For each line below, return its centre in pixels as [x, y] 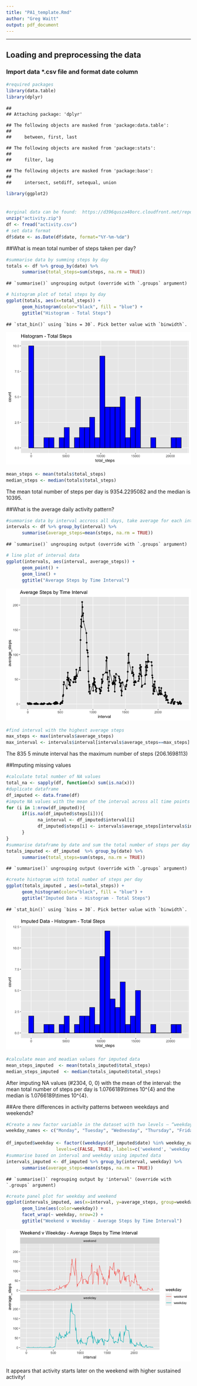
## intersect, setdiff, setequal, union [61, 182]
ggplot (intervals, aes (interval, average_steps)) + [70, 562]
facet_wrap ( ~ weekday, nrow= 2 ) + [62, 1215]
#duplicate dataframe [33, 789]
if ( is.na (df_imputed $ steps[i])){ [62, 814]
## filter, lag [30, 160]
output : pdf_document [33, 25]
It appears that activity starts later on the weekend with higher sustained [94, 1371]
